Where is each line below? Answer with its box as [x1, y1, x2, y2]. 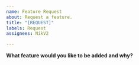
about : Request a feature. [6, 14, 73, 20]
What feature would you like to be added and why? [6, 52, 133, 59]
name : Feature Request [6, 8, 62, 15]
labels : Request [6, 25, 46, 31]
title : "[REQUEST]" [6, 19, 54, 25]
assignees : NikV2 [6, 31, 49, 37]
